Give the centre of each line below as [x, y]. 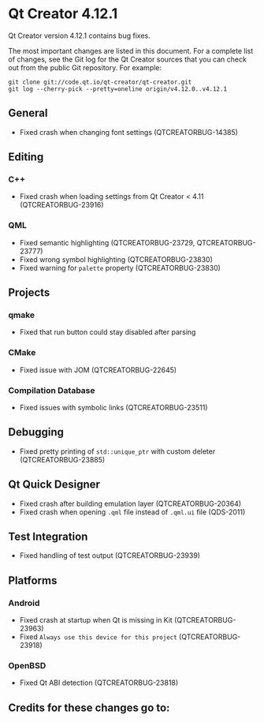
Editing [26, 157]
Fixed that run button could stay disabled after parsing [108, 332]
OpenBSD [27, 666]
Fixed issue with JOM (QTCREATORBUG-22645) [98, 370]
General [28, 113]
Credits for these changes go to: [89, 707]
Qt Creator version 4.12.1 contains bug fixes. [80, 36]
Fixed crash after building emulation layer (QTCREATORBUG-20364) [130, 503]
